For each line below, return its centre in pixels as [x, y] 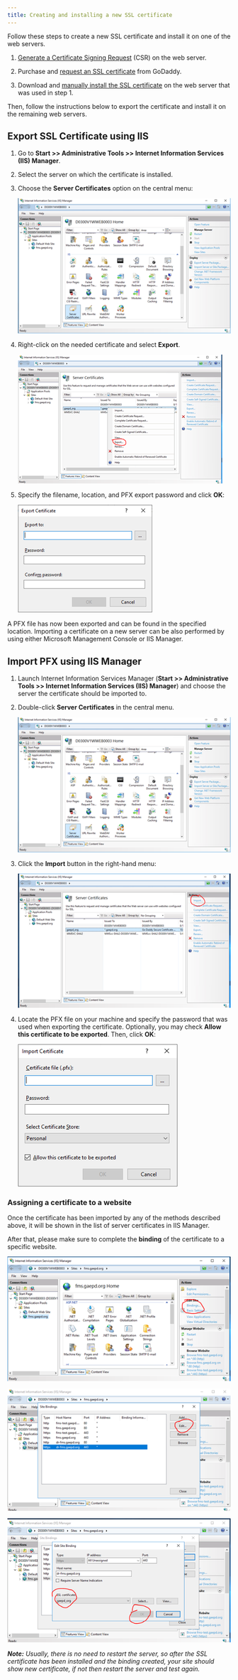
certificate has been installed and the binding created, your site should [111, 1661]
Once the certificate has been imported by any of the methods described [114, 1218]
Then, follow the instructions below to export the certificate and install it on [117, 106]
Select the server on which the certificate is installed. [95, 175]
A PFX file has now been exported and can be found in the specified [107, 624]
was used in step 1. [45, 92]
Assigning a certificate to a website [70, 1202]
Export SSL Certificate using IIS [78, 136]
